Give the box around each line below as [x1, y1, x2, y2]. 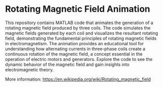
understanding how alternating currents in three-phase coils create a [5, 46, 146, 52]
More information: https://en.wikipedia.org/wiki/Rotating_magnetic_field [5, 76, 151, 82]
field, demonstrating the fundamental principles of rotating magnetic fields [5, 35, 157, 41]
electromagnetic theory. [5, 66, 54, 72]
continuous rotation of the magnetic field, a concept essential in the [5, 51, 143, 57]
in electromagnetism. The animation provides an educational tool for [5, 40, 144, 46]
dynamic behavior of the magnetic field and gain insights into [5, 61, 130, 67]
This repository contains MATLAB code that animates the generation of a [5, 20, 154, 26]
